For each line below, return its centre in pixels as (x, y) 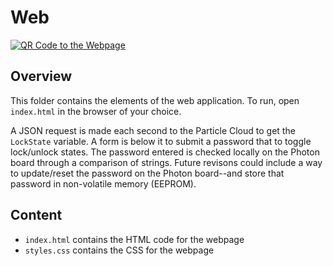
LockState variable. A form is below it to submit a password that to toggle (161, 141)
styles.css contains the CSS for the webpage (119, 250)
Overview (41, 76)
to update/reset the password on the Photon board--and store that (147, 173)
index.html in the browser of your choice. (96, 111)
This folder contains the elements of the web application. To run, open (155, 100)
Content (36, 215)
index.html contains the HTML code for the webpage (134, 239)
